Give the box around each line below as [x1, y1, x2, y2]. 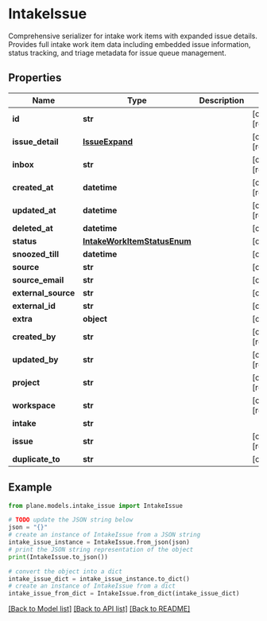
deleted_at [12, 222, 53, 233]
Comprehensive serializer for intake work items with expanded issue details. [8, 31, 258, 41]
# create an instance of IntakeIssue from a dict [8, 582, 176, 590]
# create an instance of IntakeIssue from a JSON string [8, 531, 201, 539]
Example [8, 481, 52, 494]
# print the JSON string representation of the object [8, 545, 194, 553]
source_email [12, 274, 64, 285]
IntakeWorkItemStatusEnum [82, 236, 192, 247]
